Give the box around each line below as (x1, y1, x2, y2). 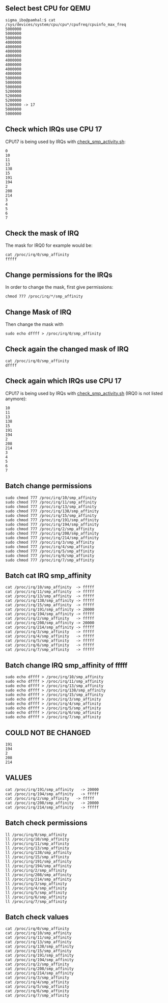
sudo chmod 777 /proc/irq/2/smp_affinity (5, 526, 95, 532)
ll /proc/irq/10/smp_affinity (5, 837, 70, 842)
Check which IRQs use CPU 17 (5, 125, 102, 134)
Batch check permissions (5, 819, 88, 827)
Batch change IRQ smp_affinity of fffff (5, 661, 128, 670)
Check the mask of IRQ (5, 229, 79, 238)
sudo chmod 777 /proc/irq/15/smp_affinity (5, 513, 97, 518)
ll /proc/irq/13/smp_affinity (5, 845, 70, 851)
